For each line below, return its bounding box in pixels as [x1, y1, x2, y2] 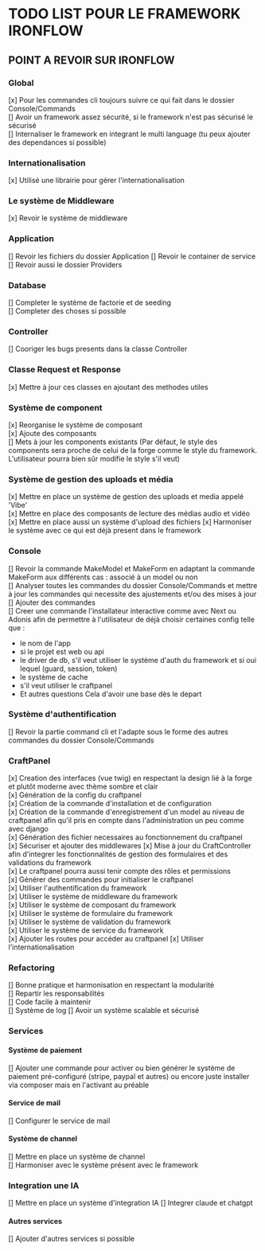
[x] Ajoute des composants [8, 428, 97, 438]
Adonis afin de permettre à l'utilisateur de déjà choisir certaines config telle [8, 614, 255, 624]
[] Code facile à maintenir [8, 997, 92, 1007]
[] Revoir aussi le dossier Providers [8, 259, 123, 269]
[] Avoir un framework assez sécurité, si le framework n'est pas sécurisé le [8, 112, 253, 122]
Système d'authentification [8, 709, 117, 720]
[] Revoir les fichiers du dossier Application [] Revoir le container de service [8, 251, 256, 261]
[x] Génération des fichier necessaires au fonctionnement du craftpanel [8, 832, 243, 842]
